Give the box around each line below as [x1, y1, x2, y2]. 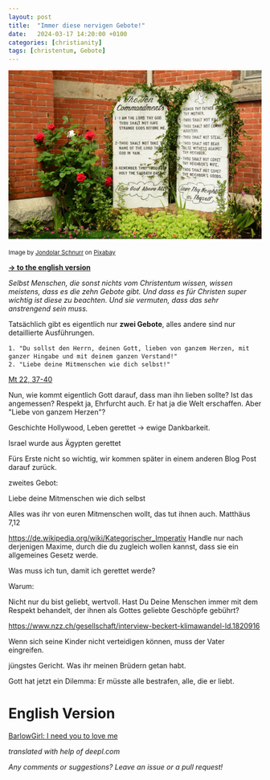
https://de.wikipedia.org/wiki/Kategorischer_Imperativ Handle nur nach [8, 533, 243, 542]
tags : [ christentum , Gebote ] [8, 47, 106, 55]
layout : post [8, 13, 52, 21]
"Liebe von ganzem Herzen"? [8, 406, 106, 417]
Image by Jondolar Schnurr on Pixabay [8, 248, 117, 256]
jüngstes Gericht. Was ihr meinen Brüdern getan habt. [8, 660, 186, 670]
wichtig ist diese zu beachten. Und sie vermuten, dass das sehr [8, 295, 219, 304]
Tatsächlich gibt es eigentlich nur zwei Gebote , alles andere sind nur [8, 319, 235, 329]
